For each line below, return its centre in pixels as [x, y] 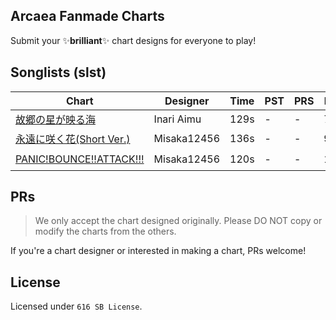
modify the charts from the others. [105, 231]
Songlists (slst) [58, 72]
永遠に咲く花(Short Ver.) [73, 139]
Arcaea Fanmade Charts [87, 16]
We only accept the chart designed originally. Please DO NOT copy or [178, 221]
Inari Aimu [177, 119]
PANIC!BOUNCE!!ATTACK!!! [80, 159]
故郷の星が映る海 [56, 119]
